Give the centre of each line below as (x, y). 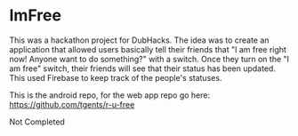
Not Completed (37, 122)
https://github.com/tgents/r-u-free (72, 104)
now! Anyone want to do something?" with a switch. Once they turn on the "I (149, 59)
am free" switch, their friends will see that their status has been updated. (142, 68)
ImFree (36, 16)
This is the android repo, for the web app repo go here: (110, 95)
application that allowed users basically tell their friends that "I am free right (148, 49)
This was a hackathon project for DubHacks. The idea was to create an (139, 40)
